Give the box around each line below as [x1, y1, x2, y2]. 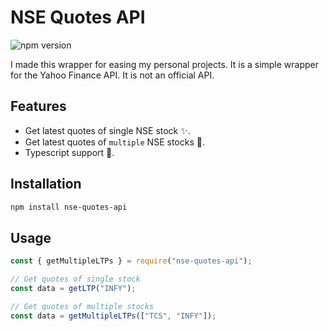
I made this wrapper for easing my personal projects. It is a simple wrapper [10, 58, 320, 70]
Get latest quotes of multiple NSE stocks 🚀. [24, 136, 205, 148]
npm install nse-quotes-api [10, 202, 128, 212]
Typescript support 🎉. [24, 146, 115, 158]
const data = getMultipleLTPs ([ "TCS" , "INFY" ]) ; [10, 311, 217, 321]
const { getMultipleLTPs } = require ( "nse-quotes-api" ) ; [10, 256, 253, 266]
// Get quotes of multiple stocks [10, 301, 155, 311]
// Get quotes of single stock [10, 274, 141, 285]
